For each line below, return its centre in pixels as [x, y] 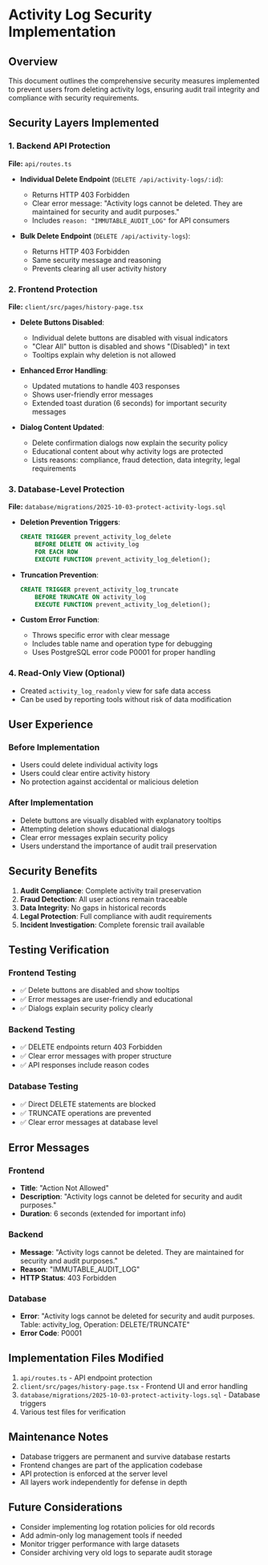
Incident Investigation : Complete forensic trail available [112, 925]
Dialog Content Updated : [62, 427]
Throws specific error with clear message [101, 635]
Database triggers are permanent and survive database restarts [125, 1457]
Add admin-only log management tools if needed [101, 1535]
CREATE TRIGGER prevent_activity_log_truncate [99, 589]
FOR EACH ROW [57, 552]
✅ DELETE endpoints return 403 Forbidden [91, 1047]
